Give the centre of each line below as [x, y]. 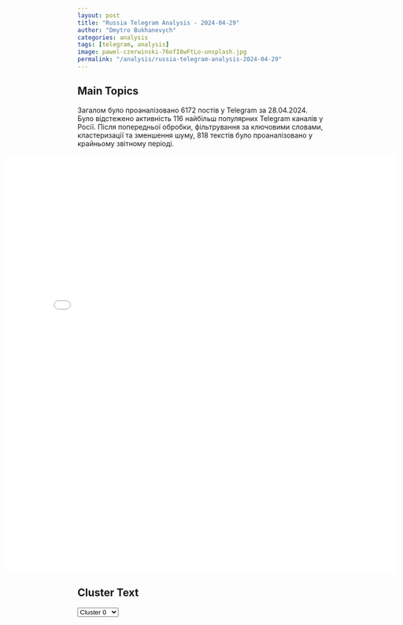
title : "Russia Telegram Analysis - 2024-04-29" [159, 23]
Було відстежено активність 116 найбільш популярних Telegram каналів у [200, 118]
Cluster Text [108, 593]
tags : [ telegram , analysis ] [124, 45]
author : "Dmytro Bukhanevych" [127, 30]
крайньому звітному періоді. [126, 143]
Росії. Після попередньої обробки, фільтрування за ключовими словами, [200, 127]
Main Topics [108, 91]
